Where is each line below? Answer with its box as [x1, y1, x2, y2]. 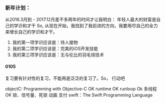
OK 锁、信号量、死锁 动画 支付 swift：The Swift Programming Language [5, 92, 153, 98]
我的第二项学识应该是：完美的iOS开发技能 [12, 46, 98, 51]
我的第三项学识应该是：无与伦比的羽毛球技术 [12, 52, 104, 58]
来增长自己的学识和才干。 [5, 29, 58, 35]
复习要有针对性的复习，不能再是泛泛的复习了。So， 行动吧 [5, 75, 125, 81]
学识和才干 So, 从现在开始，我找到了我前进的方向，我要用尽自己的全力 [13, 23, 158, 29]
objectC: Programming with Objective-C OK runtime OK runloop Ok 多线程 [5, 86, 157, 92]
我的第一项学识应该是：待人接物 [12, 40, 78, 46]
